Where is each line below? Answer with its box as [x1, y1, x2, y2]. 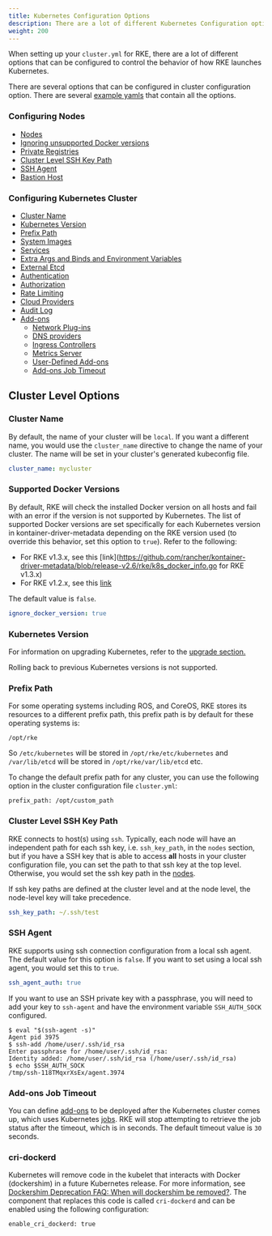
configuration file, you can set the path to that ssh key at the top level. [8, 860, 241, 869]
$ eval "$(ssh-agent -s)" [8, 1026, 96, 1034]
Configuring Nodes [8, 111, 86, 122]
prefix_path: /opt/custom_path [8, 796, 114, 805]
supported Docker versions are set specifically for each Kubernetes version [8, 519, 261, 529]
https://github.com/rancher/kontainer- [118, 552, 246, 562]
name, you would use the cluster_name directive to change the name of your [8, 440, 263, 450]
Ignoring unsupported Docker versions [19, 138, 150, 147]
